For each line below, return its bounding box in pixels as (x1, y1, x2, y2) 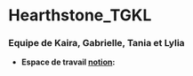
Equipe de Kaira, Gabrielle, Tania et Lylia (8, 37, 185, 49)
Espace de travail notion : (20, 57, 116, 67)
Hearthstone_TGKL (8, 5, 152, 26)
